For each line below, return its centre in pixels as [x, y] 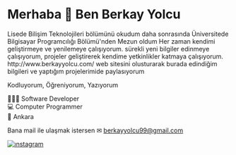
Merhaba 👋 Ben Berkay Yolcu [94, 14]
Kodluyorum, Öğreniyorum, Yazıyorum [63, 85]
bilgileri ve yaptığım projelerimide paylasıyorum [76, 71]
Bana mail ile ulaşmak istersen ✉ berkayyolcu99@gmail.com [95, 130]
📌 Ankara [20, 116]
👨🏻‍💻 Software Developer [43, 99]
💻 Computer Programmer [45, 106]
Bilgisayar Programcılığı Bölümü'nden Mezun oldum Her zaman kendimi [111, 41]
